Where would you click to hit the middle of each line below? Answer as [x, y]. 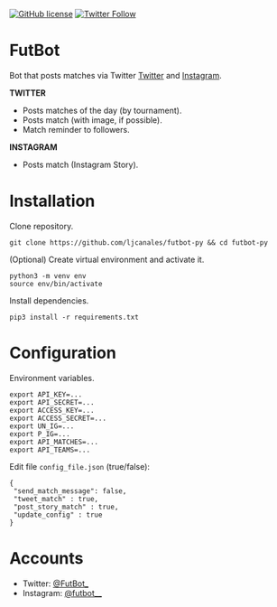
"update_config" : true [58, 515]
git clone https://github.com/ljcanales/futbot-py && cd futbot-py [139, 243]
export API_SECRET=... [52, 402]
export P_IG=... [40, 434]
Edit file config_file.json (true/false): [80, 466]
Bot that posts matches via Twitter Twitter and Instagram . [116, 75]
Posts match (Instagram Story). [80, 164]
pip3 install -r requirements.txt [74, 317]
